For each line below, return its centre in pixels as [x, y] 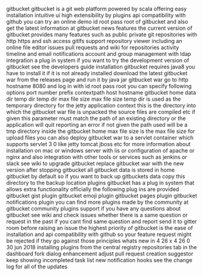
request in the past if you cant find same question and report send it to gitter [101, 221]
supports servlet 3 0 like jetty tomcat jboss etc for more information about [98, 144]
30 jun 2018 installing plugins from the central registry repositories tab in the [101, 247]
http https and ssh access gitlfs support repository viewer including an [95, 41]
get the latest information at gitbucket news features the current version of [99, 28]
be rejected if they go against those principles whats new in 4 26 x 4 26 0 [98, 241]
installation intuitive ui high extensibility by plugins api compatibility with [96, 15]
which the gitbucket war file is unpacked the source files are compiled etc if [101, 112]
